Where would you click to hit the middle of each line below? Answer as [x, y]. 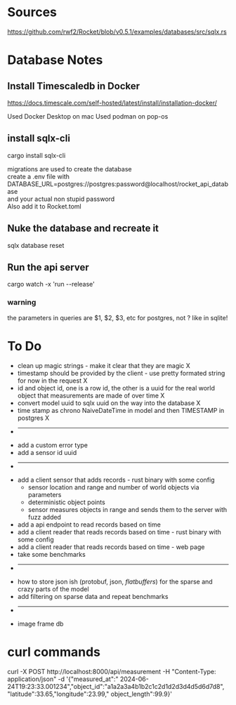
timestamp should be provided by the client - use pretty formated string [121, 373]
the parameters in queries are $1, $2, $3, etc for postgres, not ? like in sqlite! [118, 317]
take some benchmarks [51, 554]
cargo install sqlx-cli [37, 155]
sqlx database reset [36, 245]
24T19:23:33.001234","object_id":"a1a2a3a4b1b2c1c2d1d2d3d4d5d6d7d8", [116, 686]
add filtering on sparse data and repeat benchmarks [93, 596]
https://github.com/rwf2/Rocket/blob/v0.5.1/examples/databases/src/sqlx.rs [117, 32]
